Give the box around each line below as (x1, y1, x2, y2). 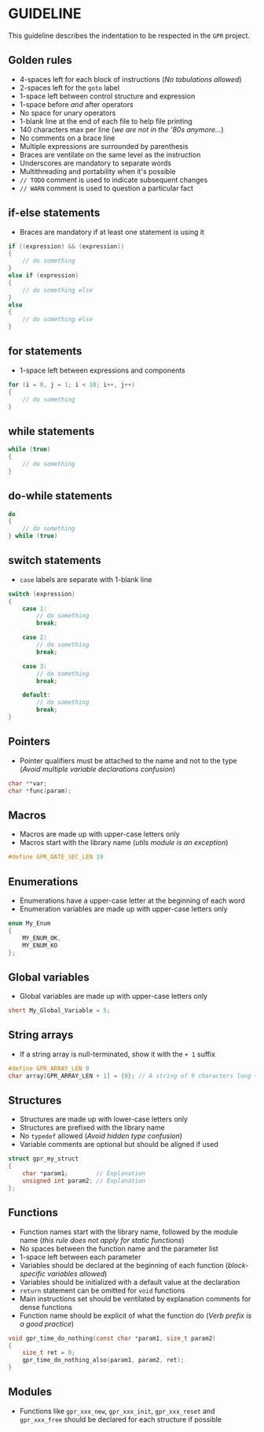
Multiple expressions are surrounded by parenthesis (19, 141, 189, 150)
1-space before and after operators (19, 99, 134, 109)
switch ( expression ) (8, 590, 76, 598)
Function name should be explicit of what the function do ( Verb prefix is (19, 1311, 252, 1320)
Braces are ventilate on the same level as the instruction (19, 150, 201, 159)
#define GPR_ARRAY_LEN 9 (8, 1064, 90, 1072)
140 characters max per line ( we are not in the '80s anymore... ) (19, 124, 224, 134)
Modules (8, 1386, 53, 1399)
